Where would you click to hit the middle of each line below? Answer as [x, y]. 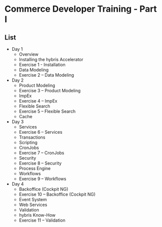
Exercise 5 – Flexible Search [47, 111]
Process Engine [35, 168]
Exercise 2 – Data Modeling [46, 75]
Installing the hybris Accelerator [51, 59]
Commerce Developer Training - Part [81, 9]
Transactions [32, 137]
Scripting [28, 142]
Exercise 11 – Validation [42, 220]
